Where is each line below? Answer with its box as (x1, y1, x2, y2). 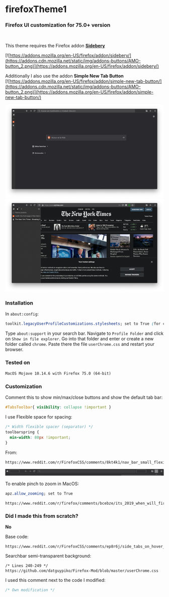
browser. (5, 346, 24, 352)
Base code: (5, 533, 29, 540)
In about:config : (5, 311, 39, 317)
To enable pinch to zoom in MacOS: (5, 481, 79, 487)
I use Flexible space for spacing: (5, 414, 72, 420)
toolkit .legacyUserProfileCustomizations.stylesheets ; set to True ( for (5, 321, 161, 326)
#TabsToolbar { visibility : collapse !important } (5, 405, 112, 410)
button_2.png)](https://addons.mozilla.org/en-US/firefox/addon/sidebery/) (5, 63, 159, 69)
